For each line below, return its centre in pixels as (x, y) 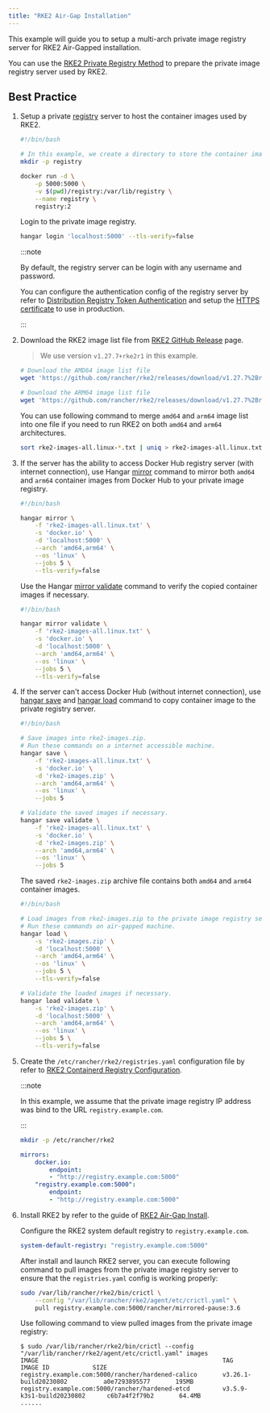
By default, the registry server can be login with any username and (131, 268)
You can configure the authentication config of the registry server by (134, 292)
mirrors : (35, 1155)
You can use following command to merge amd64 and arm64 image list (134, 416)
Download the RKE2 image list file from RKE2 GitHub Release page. (132, 341)
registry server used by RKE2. (58, 71)
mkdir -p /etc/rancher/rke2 (67, 1140)
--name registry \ (66, 199)
